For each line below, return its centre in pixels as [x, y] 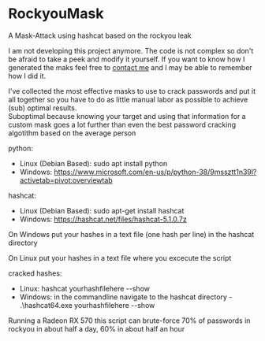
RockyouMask [56, 14]
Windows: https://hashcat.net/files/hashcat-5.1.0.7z [103, 219]
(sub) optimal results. [43, 108]
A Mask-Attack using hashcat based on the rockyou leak [100, 35]
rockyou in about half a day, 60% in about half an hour [97, 328]
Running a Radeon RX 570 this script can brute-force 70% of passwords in [129, 321]
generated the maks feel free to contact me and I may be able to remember [130, 67]
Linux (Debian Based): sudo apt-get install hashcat [102, 210]
